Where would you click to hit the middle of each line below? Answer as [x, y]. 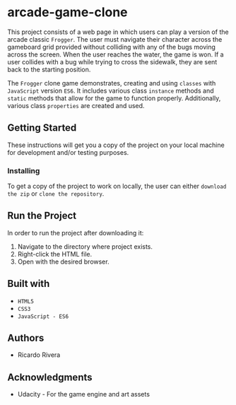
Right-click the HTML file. [55, 254]
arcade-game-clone [68, 12]
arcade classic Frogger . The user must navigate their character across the [115, 39]
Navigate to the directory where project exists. [85, 246]
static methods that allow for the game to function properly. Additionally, [114, 98]
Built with [29, 284]
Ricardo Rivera [39, 355]
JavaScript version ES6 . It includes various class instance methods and [111, 90]
